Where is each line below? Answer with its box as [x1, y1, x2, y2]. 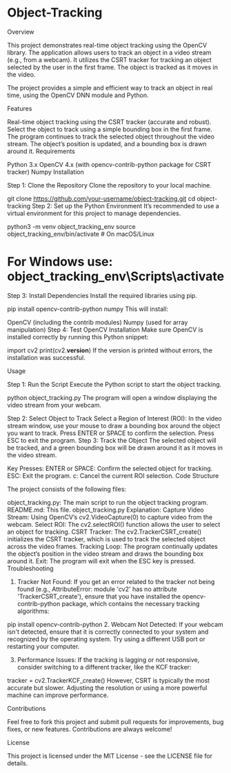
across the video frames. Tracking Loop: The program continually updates [7, 542, 219, 550]
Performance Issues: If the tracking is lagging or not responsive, [17, 655, 200, 663]
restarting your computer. [7, 642, 80, 650]
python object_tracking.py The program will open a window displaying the [7, 393, 217, 401]
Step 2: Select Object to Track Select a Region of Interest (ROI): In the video [7, 414, 222, 422]
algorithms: [17, 607, 50, 615]
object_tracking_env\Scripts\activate [7, 269, 225, 284]
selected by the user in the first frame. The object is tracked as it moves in [7, 63, 219, 71]
